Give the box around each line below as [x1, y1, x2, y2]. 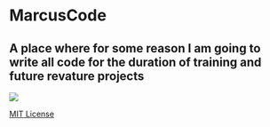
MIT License [9, 108, 55, 119]
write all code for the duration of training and [9, 54, 262, 69]
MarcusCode [9, 5, 107, 26]
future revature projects [9, 68, 145, 83]
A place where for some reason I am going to [9, 41, 261, 56]
